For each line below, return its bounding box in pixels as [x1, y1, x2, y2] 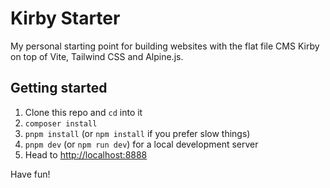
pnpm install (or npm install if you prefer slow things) [24, 127, 251, 139]
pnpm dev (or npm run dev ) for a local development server [24, 138, 259, 150]
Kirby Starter [10, 7, 121, 30]
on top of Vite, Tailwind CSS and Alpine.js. [10, 50, 184, 62]
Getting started [10, 80, 108, 97]
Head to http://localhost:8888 [24, 148, 148, 161]
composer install [24, 118, 98, 129]
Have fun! [10, 168, 51, 180]
